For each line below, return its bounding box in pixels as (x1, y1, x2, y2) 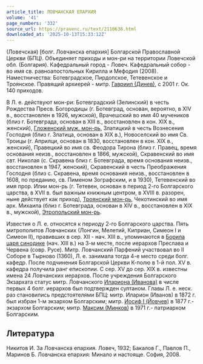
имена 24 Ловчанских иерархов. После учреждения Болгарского (6, 272, 177, 280)
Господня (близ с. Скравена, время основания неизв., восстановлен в (6, 170, 190, 177)
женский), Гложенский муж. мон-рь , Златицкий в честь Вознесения (6, 125, 184, 132)
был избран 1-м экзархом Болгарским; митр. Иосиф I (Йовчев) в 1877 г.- (6, 298, 195, 305)
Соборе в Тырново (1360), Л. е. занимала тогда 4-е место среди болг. (6, 253, 189, 260)
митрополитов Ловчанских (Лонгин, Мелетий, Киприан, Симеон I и (6, 227, 181, 234)
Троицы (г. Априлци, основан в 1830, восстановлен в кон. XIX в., (6, 137, 174, 145)
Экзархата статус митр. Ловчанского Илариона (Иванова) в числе (6, 278, 179, 286)
